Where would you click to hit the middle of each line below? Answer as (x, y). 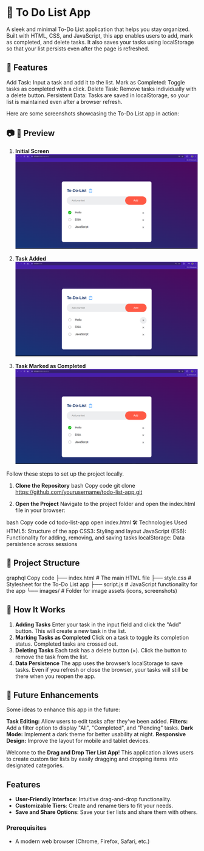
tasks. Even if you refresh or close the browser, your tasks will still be (101, 669)
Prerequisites (26, 828)
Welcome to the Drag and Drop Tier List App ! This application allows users (100, 753)
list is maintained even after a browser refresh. (64, 101)
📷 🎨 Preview (31, 133)
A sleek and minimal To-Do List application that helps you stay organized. (98, 29)
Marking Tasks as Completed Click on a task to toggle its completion (102, 637)
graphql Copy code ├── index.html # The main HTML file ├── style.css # (99, 578)
